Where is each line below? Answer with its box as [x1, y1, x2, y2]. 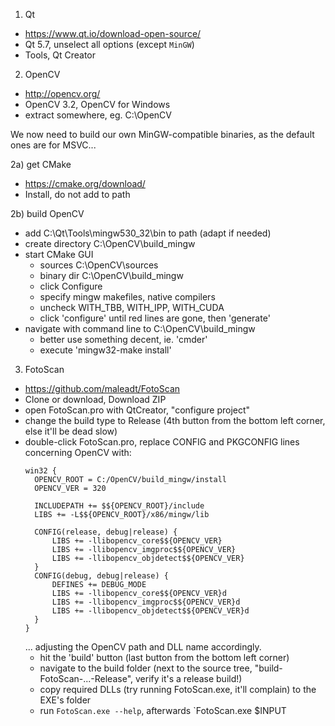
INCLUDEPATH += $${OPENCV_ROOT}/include [34, 501, 205, 511]
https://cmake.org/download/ [24, 178, 146, 189]
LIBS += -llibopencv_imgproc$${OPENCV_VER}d [51, 597, 241, 607]
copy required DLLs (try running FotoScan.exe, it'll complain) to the [39, 684, 317, 695]
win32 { [24, 466, 57, 476]
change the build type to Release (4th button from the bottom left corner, [24, 415, 326, 426]
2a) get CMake [10, 159, 72, 170]
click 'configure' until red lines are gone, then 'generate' [39, 312, 271, 324]
